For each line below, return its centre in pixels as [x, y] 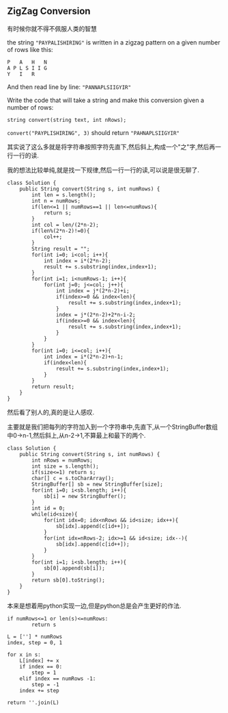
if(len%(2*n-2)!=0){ [61, 231]
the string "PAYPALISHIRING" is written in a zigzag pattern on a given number [114, 42]
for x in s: [24, 654]
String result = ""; [61, 249]
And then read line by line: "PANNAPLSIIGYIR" [69, 87]
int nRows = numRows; [62, 460]
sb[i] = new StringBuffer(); [85, 496]
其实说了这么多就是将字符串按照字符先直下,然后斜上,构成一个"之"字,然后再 [111, 147]
